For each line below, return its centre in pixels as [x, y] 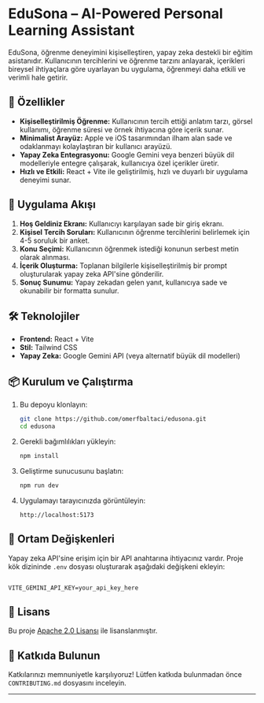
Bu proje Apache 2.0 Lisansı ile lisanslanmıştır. [83, 630]
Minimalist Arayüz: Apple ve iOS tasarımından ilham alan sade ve [126, 138]
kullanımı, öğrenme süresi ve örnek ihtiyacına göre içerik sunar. [121, 129]
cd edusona [37, 426]
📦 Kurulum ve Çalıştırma [71, 382]
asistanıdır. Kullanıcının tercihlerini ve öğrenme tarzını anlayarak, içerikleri [126, 61]
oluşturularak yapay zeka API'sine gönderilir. [92, 273]
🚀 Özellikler [37, 102]
